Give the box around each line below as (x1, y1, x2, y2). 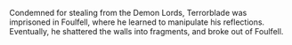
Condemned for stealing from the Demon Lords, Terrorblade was (9, 8, 247, 18)
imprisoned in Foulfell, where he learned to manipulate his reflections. (9, 17, 265, 27)
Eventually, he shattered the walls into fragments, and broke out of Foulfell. (9, 26, 284, 36)
